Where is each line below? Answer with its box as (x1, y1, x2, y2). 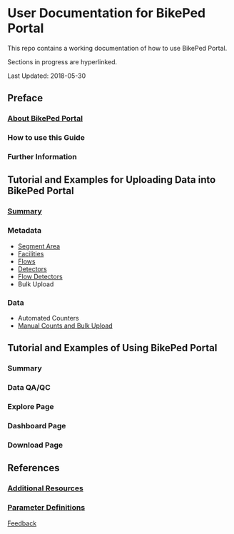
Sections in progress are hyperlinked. (7, 57, 118, 66)
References (7, 462, 60, 474)
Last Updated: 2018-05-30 (7, 71, 86, 80)
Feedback (7, 519, 37, 528)
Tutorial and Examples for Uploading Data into (7, 173, 216, 186)
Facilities (17, 249, 44, 258)
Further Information (7, 152, 77, 162)
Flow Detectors (17, 272, 63, 281)
